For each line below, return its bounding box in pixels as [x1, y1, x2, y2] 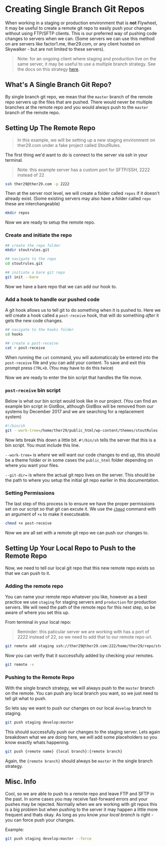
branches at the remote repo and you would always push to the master [5, 104, 148, 110]
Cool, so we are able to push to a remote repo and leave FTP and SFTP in [5, 791, 154, 797]
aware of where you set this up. [5, 610, 70, 615]
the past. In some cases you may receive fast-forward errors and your [5, 796, 148, 802]
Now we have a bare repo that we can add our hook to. [5, 283, 117, 289]
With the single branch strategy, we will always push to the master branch [5, 685, 155, 691]
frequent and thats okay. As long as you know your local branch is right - [5, 811, 154, 817]
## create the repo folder [5, 243, 61, 248]
